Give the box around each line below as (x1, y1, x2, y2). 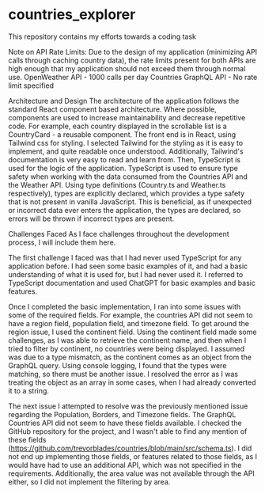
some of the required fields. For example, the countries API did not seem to (8, 310, 253, 320)
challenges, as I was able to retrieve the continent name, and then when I (8, 335, 247, 345)
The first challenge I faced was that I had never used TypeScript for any (8, 253, 242, 262)
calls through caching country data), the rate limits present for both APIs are (8, 55, 256, 65)
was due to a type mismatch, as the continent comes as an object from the (8, 352, 252, 362)
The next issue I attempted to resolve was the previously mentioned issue (8, 401, 248, 411)
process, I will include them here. (8, 237, 116, 247)
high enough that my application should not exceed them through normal (8, 63, 246, 73)
